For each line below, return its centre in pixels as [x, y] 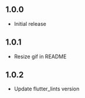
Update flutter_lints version [47, 89]
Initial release [30, 23]
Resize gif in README [40, 56]
